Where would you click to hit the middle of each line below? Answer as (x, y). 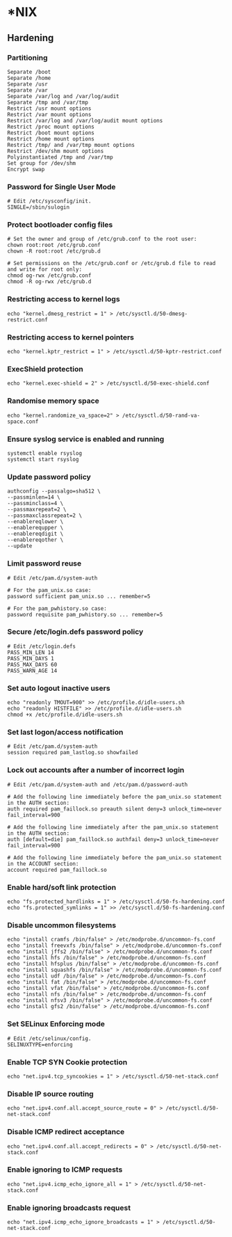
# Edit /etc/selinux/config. (49, 1038)
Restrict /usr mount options (49, 109)
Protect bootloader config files (60, 225)
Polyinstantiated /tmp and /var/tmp (60, 157)
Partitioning (27, 58)
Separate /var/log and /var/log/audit (63, 96)
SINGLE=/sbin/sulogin (39, 207)
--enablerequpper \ (35, 528)
